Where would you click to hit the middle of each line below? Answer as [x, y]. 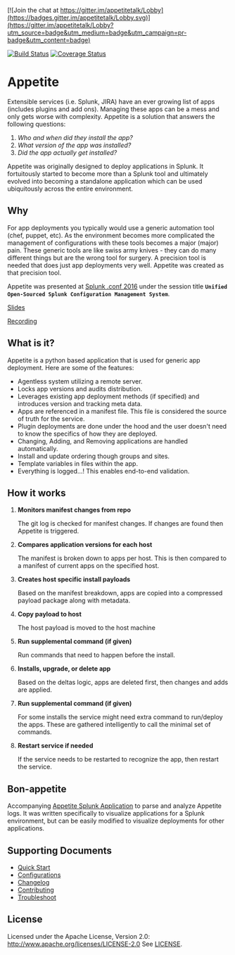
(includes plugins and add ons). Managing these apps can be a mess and [113, 109]
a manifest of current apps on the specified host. [88, 566]
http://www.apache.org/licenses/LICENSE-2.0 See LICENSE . [95, 944]
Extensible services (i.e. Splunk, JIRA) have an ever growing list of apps [111, 101]
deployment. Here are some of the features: [71, 367]
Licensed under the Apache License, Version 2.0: [78, 936]
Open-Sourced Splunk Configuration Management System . [89, 293]
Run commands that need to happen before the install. [96, 655]
